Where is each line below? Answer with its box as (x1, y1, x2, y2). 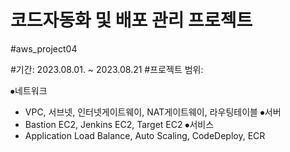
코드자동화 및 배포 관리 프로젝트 (10, 9, 253, 32)
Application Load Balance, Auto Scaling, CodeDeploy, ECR (24, 129, 266, 141)
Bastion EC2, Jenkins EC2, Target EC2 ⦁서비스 (24, 118, 215, 130)
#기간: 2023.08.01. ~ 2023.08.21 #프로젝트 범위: (10, 63, 204, 75)
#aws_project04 (10, 42, 78, 55)
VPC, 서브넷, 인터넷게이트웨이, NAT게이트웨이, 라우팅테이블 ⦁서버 (24, 106, 282, 118)
